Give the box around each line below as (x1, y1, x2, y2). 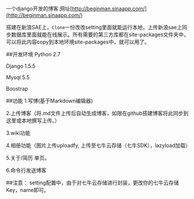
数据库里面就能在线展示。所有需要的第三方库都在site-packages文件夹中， (11, 31, 189, 38)
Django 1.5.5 (6, 63, 36, 69)
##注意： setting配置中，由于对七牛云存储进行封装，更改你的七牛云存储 (6, 179, 179, 186)
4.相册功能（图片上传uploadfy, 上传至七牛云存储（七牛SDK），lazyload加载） (6, 142, 191, 149)
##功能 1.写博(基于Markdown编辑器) (6, 97, 93, 104)
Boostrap (6, 85, 28, 92)
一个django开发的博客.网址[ (6, 5, 72, 12)
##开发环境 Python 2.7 (6, 51, 61, 57)
